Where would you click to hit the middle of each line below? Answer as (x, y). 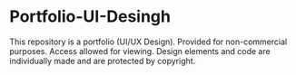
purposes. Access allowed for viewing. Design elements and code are (140, 51)
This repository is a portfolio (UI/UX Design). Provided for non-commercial (148, 42)
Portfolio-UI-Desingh (90, 17)
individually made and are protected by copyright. (103, 61)
